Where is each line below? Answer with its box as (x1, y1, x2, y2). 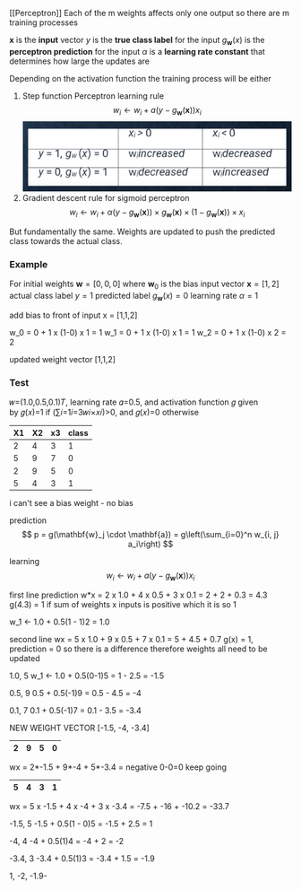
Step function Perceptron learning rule (21, 90, 164, 101)
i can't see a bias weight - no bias (9, 498, 134, 509)
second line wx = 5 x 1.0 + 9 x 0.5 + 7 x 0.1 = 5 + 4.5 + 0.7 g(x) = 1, (9, 634, 254, 645)
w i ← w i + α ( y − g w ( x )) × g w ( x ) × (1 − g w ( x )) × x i (69, 206, 245, 220)
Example (9, 258, 48, 271)
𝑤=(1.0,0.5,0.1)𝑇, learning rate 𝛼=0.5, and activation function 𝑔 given (9, 397, 258, 407)
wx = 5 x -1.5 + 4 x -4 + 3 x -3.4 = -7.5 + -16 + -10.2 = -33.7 (9, 801, 230, 812)
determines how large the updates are (9, 56, 150, 66)
